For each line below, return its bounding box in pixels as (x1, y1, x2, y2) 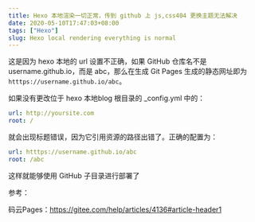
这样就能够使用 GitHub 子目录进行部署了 (8, 170, 140, 180)
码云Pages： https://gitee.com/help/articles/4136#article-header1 (8, 204, 222, 214)
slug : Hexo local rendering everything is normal (8, 33, 177, 42)
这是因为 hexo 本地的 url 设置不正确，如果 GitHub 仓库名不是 (8, 56, 207, 66)
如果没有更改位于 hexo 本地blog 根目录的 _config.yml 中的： (8, 93, 206, 103)
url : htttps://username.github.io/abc (8, 148, 137, 156)
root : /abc (8, 155, 45, 163)
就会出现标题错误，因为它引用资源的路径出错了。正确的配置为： (8, 132, 218, 142)
